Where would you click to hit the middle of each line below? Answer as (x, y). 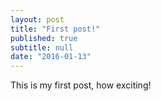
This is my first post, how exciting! (81, 85)
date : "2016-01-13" (51, 57)
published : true (44, 38)
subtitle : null (42, 47)
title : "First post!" (55, 29)
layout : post (37, 19)
